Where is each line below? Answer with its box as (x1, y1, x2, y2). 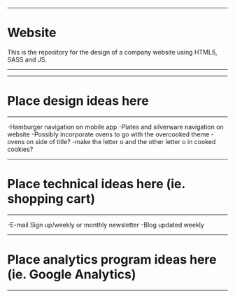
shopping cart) (7, 191, 96, 207)
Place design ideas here (7, 93, 149, 109)
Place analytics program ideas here (7, 252, 217, 267)
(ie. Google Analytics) (7, 267, 136, 282)
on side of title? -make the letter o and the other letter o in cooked (26, 137, 216, 146)
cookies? (7, 145, 34, 153)
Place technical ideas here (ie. (7, 176, 185, 192)
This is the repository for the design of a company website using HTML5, (7, 48, 218, 56)
